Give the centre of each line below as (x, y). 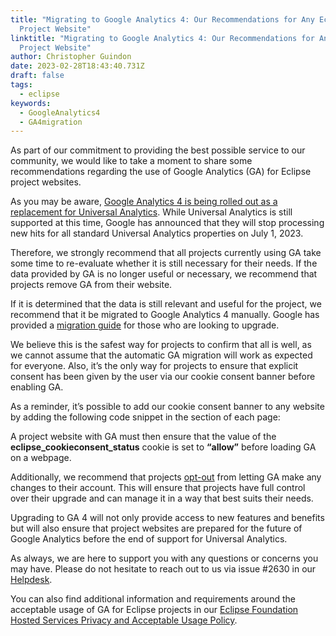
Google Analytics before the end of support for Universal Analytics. (149, 539)
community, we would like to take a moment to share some (131, 161)
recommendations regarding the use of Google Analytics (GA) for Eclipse (161, 172)
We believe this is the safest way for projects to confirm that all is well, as (161, 345)
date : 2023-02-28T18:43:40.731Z (77, 66)
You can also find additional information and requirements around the (153, 599)
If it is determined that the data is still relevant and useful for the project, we (166, 304)
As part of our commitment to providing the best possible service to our (158, 150)
